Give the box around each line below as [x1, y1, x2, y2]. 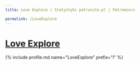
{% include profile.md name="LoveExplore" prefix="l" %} [5, 54, 123, 60]
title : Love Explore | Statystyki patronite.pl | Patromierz [5, 7, 135, 12]
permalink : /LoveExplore [5, 16, 57, 21]
